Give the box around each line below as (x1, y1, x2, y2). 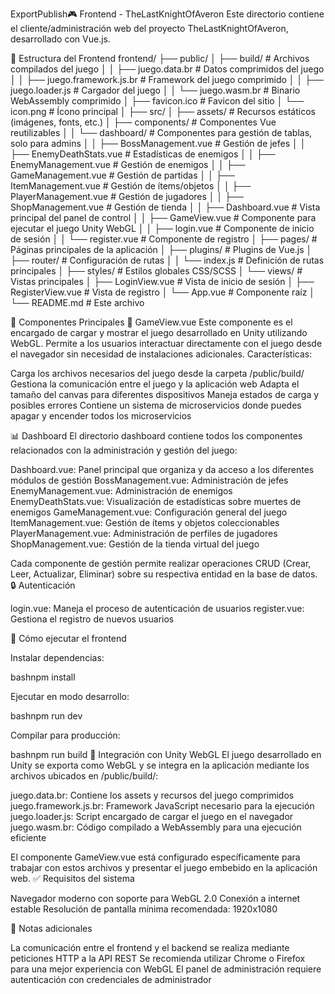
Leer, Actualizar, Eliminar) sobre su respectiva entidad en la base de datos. (10, 568, 318, 580)
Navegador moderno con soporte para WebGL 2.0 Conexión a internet (10, 893, 301, 904)
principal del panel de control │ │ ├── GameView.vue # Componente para (10, 212, 317, 223)
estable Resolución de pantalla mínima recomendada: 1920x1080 (10, 903, 278, 915)
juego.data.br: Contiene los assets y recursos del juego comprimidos (10, 789, 295, 801)
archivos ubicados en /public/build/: (10, 770, 159, 782)
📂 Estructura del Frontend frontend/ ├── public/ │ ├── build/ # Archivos (10, 53, 310, 64)
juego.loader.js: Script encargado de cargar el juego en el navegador (10, 811, 294, 822)
